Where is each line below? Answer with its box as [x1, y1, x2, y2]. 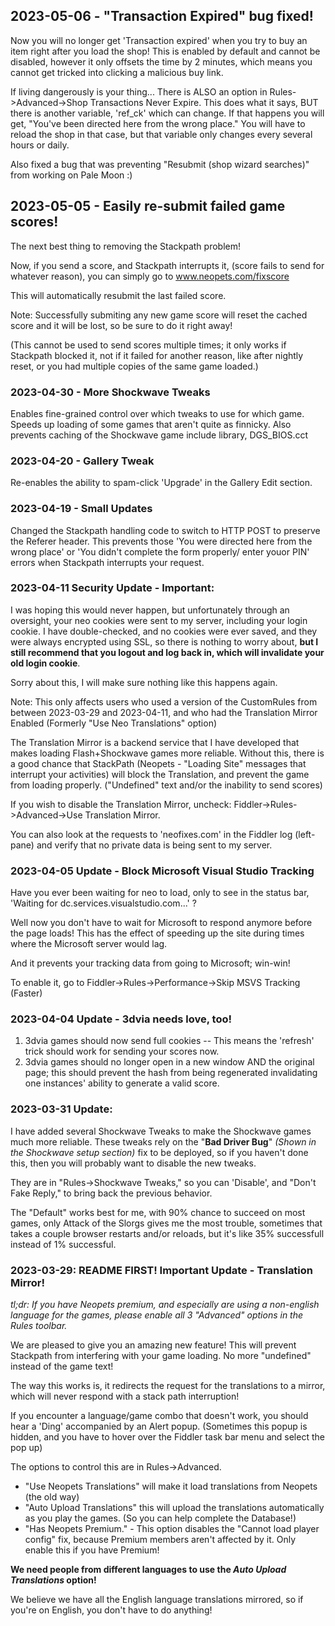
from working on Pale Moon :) [10, 169, 133, 181]
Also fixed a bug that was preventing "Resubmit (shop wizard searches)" [10, 158, 310, 170]
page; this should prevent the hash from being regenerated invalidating [24, 1067, 318, 1079]
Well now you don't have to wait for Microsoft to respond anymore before [10, 917, 313, 929]
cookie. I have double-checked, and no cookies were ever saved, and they [10, 625, 318, 637]
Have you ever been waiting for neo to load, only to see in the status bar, [10, 887, 310, 899]
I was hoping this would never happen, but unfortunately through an [10, 604, 290, 616]
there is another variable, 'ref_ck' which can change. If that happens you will [10, 107, 325, 119]
